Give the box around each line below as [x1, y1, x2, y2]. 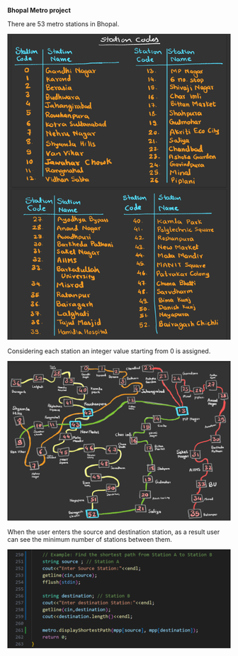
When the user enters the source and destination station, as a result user [7, 528, 220, 536]
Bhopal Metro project [7, 6, 71, 14]
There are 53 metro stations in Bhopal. [7, 20, 120, 28]
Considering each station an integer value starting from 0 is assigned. [7, 347, 211, 355]
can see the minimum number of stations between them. [7, 535, 172, 544]
